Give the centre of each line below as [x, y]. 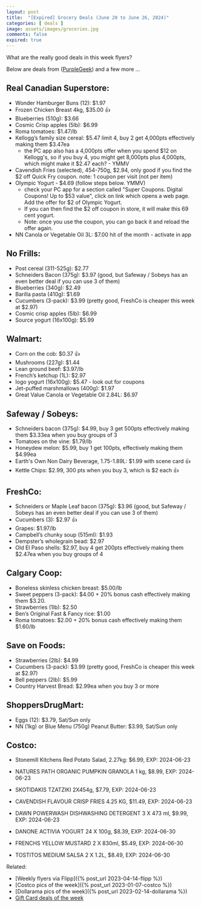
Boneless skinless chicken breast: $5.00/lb [68, 588]
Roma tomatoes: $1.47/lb [46, 131]
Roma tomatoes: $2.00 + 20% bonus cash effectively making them [98, 620]
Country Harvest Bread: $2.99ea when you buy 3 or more [87, 686]
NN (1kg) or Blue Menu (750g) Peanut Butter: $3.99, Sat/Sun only [96, 726]
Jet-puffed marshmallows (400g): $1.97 [64, 389]
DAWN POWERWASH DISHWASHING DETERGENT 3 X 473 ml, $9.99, [102, 814]
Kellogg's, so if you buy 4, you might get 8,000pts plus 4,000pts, [105, 157]
